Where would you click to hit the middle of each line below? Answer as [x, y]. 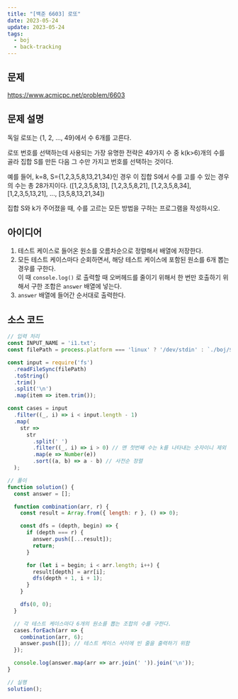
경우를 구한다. [37, 269]
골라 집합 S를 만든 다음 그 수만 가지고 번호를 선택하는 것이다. [90, 161]
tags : [15, 34]
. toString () [32, 376]
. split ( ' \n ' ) [33, 389]
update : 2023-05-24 [36, 27]
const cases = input [38, 409]
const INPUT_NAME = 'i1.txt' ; [52, 343]
